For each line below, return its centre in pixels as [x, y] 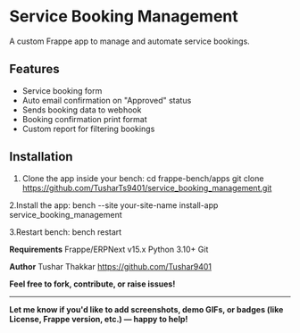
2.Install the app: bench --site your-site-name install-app [114, 205]
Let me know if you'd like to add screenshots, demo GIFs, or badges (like [146, 309]
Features [34, 69]
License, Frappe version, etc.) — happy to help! [99, 319]
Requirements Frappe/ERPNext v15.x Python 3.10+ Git [109, 249]
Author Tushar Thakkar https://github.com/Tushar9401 [111, 266]
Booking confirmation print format [84, 119]
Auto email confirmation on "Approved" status [107, 100]
